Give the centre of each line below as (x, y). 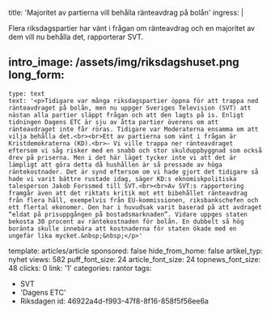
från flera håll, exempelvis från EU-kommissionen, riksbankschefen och (133, 200)
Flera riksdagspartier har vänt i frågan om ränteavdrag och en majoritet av (132, 28)
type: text (27, 93)
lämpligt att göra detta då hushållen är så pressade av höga (115, 165)
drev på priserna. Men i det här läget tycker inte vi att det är (123, 157)
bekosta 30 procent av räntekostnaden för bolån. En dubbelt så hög (126, 222)
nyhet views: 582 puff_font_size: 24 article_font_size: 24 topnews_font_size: (135, 259)
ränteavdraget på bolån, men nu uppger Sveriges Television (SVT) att (130, 108)
